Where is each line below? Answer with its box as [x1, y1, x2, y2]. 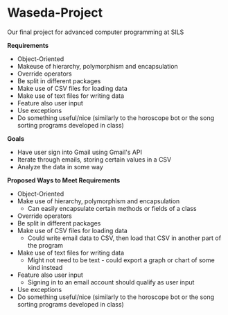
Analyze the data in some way [17, 162, 104, 171]
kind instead [27, 263, 63, 271]
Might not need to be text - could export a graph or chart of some [27, 255, 215, 264]
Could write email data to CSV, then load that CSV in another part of [27, 234, 222, 242]
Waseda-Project [7, 5, 103, 21]
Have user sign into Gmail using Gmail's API [17, 148, 142, 156]
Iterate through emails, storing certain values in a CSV [17, 155, 172, 164]
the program [27, 241, 64, 249]
